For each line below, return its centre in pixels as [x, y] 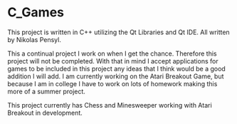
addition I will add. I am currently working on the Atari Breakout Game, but [116, 76]
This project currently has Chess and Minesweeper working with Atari [110, 105]
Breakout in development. [45, 113]
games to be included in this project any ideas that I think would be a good [116, 68]
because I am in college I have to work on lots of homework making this [112, 83]
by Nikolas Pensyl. [35, 39]
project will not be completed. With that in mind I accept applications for [113, 61]
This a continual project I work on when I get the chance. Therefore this [112, 53]
